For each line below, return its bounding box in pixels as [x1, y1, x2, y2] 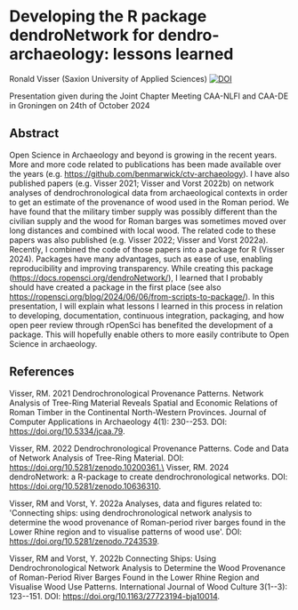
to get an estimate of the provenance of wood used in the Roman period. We [9, 197, 289, 207]
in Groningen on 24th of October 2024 [9, 100, 150, 110]
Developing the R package [9, 6, 207, 27]
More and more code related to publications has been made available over [9, 158, 282, 170]
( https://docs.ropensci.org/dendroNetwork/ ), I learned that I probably [9, 272, 263, 283]
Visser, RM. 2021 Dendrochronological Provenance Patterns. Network [9, 388, 264, 398]
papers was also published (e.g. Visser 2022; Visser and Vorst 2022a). [9, 234, 269, 245]
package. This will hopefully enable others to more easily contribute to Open [9, 329, 290, 340]
